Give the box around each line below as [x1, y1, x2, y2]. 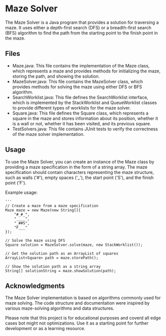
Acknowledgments [5, 281, 65, 290]
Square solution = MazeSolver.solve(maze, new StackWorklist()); [5, 242, 143, 247]
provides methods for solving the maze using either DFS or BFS [12, 84, 142, 90]
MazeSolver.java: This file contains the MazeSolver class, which [12, 78, 143, 84]
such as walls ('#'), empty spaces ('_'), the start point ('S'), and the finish [5, 174, 154, 180]
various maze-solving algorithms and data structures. [5, 305, 115, 311]
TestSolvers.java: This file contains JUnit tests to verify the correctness [12, 126, 158, 132]
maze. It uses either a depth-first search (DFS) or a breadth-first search [5, 24, 152, 30]
